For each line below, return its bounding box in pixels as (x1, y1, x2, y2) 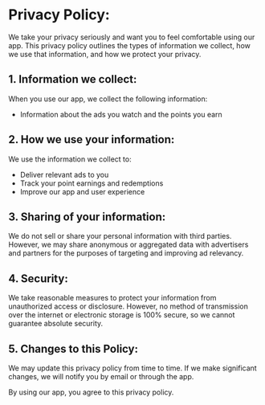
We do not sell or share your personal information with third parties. (8, 231, 232, 241)
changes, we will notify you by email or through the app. (8, 372, 194, 381)
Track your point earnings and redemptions (19, 178, 164, 188)
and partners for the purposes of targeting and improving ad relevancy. (8, 248, 244, 258)
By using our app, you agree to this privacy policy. (8, 387, 174, 397)
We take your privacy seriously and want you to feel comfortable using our (8, 32, 255, 42)
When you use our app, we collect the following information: (8, 94, 208, 104)
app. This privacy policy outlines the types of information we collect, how (8, 40, 251, 50)
